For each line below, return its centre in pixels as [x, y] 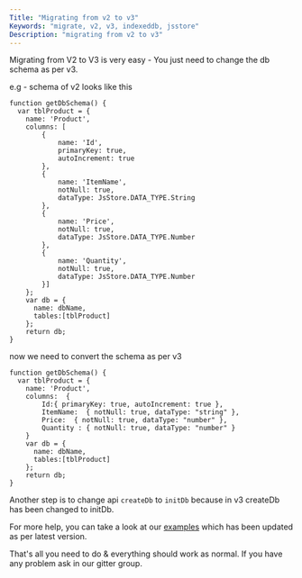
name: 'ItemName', [92, 182]
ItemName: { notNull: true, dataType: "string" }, [141, 412]
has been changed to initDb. [62, 510]
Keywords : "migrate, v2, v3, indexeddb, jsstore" [105, 26]
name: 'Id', [80, 143]
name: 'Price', [86, 221]
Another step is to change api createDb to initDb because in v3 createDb [145, 500]
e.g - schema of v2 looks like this [71, 87]
